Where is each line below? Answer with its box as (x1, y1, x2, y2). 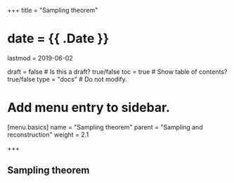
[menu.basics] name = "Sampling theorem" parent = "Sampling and (7, 122, 203, 131)
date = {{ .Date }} (7, 31, 110, 46)
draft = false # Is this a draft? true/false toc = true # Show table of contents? (7, 67, 228, 76)
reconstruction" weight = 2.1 (7, 130, 89, 139)
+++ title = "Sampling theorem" (7, 6, 98, 14)
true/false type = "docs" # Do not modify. (7, 75, 128, 83)
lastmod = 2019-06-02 (7, 53, 74, 62)
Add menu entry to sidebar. (7, 100, 171, 115)
